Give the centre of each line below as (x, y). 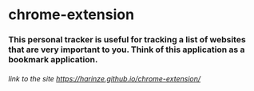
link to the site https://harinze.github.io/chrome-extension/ (105, 78)
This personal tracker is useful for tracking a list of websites (127, 40)
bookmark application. (53, 60)
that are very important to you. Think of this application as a (127, 49)
